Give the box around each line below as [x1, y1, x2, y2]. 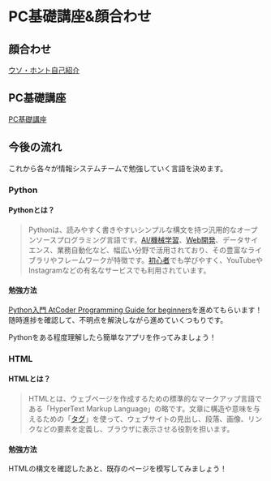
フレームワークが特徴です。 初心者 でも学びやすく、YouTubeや [56, 255, 264, 264]
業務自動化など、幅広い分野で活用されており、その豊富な [56, 245, 248, 255]
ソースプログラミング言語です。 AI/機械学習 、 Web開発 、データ [35, 234, 244, 244]
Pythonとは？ [8, 205, 55, 215]
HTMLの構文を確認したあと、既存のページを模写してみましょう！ [8, 464, 227, 474]
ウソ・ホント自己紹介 [8, 66, 80, 75]
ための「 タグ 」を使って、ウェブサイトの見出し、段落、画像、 [42, 414, 248, 424]
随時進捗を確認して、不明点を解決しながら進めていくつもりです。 [8, 315, 228, 324]
